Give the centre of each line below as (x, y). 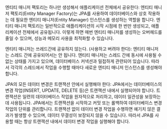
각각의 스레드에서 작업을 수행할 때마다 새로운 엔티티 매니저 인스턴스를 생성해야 (86, 67)
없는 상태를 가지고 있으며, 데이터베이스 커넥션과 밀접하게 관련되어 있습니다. (78, 61)
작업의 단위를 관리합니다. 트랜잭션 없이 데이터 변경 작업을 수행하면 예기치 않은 (80, 109)
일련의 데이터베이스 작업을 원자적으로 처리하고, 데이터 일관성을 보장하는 (91, 97)
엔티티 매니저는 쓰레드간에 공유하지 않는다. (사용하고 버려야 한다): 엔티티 (75, 49)
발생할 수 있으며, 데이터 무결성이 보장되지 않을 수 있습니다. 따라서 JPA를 (84, 115)
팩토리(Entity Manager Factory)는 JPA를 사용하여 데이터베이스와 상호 (79, 13)
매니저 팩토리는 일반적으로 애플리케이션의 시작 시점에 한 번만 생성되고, (82, 26)
